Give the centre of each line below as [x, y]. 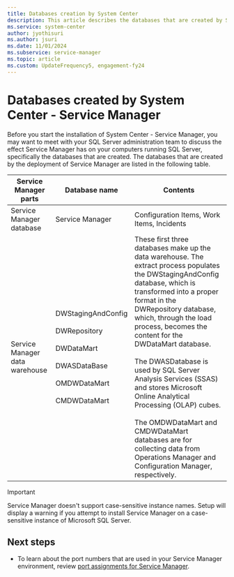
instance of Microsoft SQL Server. [83, 520]
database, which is [165, 283]
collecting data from [167, 449]
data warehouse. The [169, 257]
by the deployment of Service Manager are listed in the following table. [109, 164]
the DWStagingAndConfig [177, 274]
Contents [179, 190]
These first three [162, 239]
